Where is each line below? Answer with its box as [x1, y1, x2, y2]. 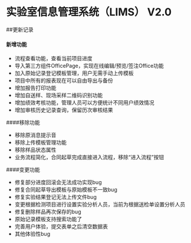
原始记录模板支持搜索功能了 [14, 216, 83, 223]
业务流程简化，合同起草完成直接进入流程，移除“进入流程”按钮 [14, 154, 164, 161]
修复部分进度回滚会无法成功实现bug [14, 179, 102, 186]
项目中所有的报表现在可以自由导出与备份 [14, 77, 113, 84]
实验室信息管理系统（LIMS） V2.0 [6, 5, 172, 19]
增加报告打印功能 [14, 84, 57, 91]
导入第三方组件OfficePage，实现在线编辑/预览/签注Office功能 [14, 63, 164, 70]
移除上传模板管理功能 [14, 139, 67, 146]
